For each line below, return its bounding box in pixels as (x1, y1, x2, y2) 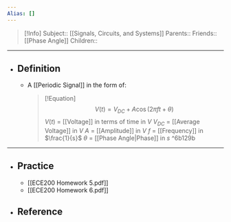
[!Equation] (44, 94, 76, 103)
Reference (16, 206, 63, 218)
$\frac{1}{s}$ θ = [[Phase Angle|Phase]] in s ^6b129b (44, 134, 196, 142)
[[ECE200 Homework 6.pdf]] (27, 185, 109, 194)
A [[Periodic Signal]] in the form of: (27, 81, 127, 90)
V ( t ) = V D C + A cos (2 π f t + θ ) (95, 105, 174, 115)
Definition (16, 63, 60, 74)
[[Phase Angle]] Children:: (23, 36, 98, 45)
